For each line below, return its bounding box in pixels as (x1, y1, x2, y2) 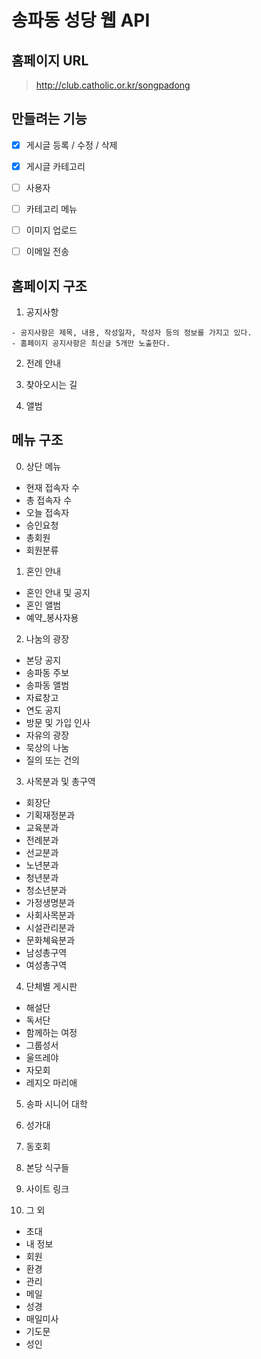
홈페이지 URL (11, 52, 89, 69)
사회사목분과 (25, 909, 76, 921)
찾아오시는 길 (25, 379, 78, 390)
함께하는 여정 (25, 1026, 78, 1038)
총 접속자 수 (25, 494, 73, 506)
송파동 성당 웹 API (11, 9, 151, 32)
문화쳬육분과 (25, 934, 76, 946)
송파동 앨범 (25, 679, 70, 691)
